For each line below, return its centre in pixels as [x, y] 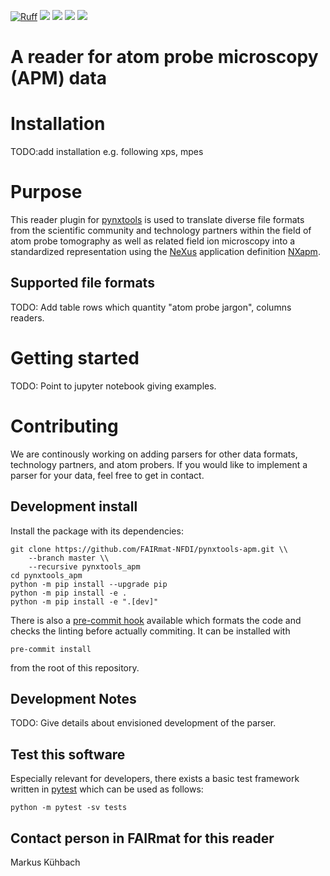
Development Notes [73, 698]
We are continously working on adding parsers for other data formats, [154, 454]
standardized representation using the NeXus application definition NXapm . [165, 252]
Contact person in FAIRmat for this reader [142, 838]
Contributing [64, 426]
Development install [74, 506]
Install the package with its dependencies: [97, 531]
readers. [27, 317]
